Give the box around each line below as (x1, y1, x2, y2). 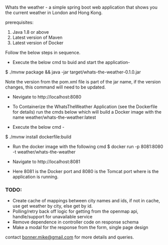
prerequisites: (5, 20, 34, 25)
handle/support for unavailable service (12, 214, 93, 220)
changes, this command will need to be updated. (5, 84, 106, 90)
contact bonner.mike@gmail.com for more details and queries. (5, 234, 134, 240)
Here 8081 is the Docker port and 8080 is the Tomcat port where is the (12, 169, 159, 174)
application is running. (12, 174, 59, 180)
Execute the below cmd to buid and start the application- (12, 59, 130, 65)
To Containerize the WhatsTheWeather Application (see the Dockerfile (12, 104, 158, 110)
